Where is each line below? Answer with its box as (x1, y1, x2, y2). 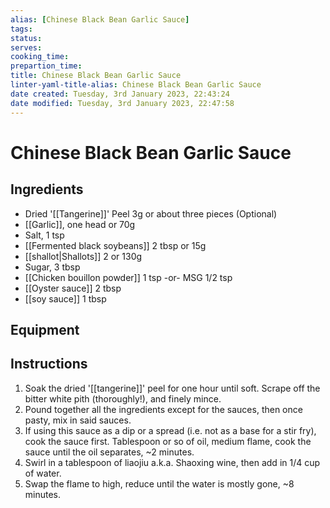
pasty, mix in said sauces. (24, 414, 132, 426)
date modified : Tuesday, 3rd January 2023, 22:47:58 (10, 98, 235, 108)
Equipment (10, 321, 80, 338)
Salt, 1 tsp (24, 229, 65, 241)
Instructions (10, 356, 88, 373)
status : (10, 33, 43, 43)
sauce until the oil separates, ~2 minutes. (24, 446, 195, 458)
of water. (24, 467, 62, 479)
